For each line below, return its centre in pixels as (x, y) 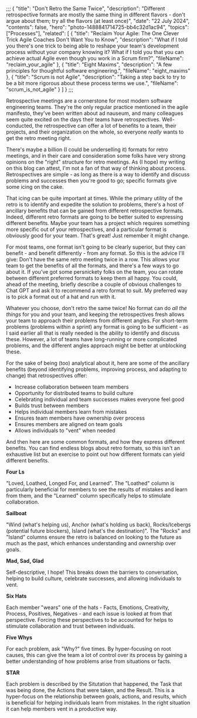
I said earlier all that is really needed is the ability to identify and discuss (93, 333)
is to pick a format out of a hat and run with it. (61, 297)
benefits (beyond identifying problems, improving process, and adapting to (96, 369)
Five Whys (19, 637)
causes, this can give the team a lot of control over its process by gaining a (97, 655)
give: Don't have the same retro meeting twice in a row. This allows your (93, 259)
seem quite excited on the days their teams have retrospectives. (84, 119)
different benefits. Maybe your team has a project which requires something (98, 223)
